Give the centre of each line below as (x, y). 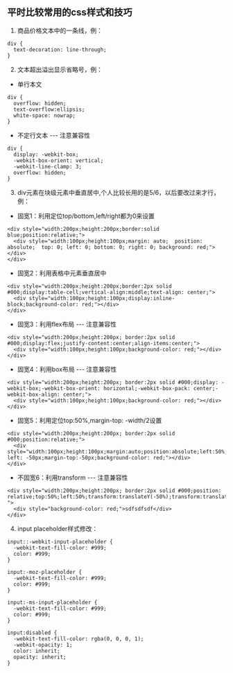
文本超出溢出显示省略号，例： (60, 69)
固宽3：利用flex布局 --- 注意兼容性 (67, 324)
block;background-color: (43, 304)
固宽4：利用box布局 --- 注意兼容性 (67, 369)
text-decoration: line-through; (60, 50)
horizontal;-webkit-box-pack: (147, 388)
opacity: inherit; (40, 657)
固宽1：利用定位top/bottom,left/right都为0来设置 (86, 216)
